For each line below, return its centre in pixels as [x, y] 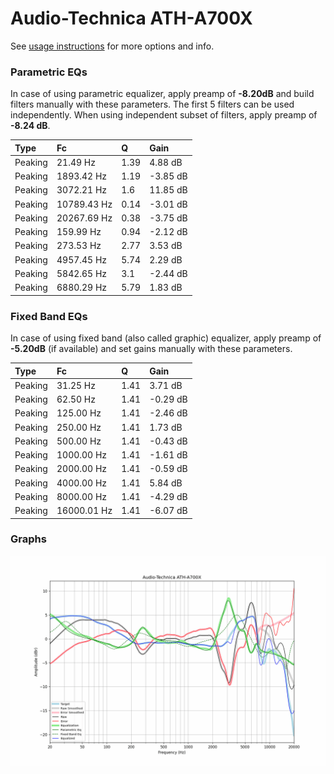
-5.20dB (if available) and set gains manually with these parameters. [151, 349]
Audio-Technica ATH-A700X [131, 18]
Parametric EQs [49, 72]
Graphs [28, 539]
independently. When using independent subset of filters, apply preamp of [164, 115]
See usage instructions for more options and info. [112, 46]
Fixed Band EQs [49, 316]
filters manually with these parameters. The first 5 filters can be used [152, 104]
